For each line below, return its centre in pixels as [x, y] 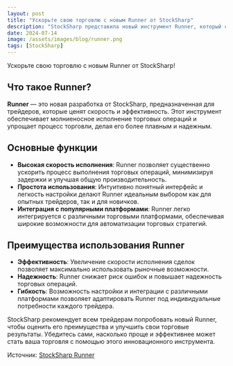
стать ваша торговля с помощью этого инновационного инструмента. [111, 342]
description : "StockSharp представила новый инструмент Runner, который [114, 26]
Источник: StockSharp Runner [51, 355]
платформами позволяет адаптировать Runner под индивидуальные [119, 299]
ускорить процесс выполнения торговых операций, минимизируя [115, 172]
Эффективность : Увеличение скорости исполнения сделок [106, 262]
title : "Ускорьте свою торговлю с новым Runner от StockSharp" [101, 20]
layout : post [26, 14]
